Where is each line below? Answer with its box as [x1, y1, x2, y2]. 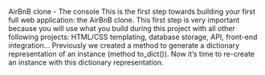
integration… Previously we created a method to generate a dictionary [8, 41, 239, 50]
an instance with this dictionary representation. [8, 57, 164, 67]
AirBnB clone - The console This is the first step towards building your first [8, 7, 255, 16]
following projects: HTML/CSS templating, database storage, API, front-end [8, 32, 258, 41]
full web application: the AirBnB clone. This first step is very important [8, 15, 240, 25]
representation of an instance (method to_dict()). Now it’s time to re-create [8, 49, 255, 58]
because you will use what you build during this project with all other [8, 24, 235, 33]
